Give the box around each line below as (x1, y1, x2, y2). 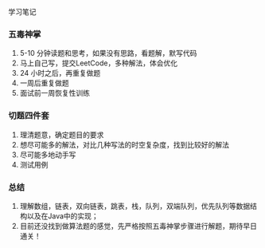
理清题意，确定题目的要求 (19, 130, 104, 140)
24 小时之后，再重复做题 (19, 69, 101, 78)
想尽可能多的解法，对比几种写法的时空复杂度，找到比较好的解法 (19, 140, 229, 149)
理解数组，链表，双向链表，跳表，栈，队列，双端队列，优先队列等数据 (19, 201, 251, 211)
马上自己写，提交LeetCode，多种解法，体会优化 (19, 58, 177, 68)
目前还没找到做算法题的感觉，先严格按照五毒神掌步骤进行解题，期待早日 (19, 221, 257, 230)
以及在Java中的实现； (26, 211, 99, 221)
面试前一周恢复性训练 (19, 89, 90, 98)
